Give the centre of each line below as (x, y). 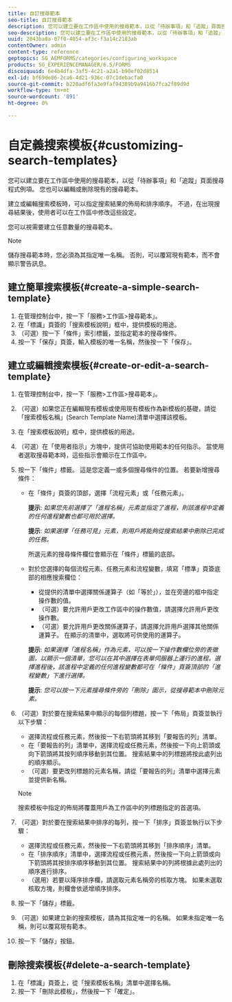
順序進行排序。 (49, 871)
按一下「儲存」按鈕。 (48, 941)
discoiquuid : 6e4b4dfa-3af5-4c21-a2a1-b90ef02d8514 (83, 71)
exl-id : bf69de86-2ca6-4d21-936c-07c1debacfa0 (76, 77)
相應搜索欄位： (61, 577)
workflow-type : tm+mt (39, 90)
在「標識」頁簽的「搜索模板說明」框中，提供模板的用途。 (99, 324)
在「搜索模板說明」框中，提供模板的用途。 (78, 432)
